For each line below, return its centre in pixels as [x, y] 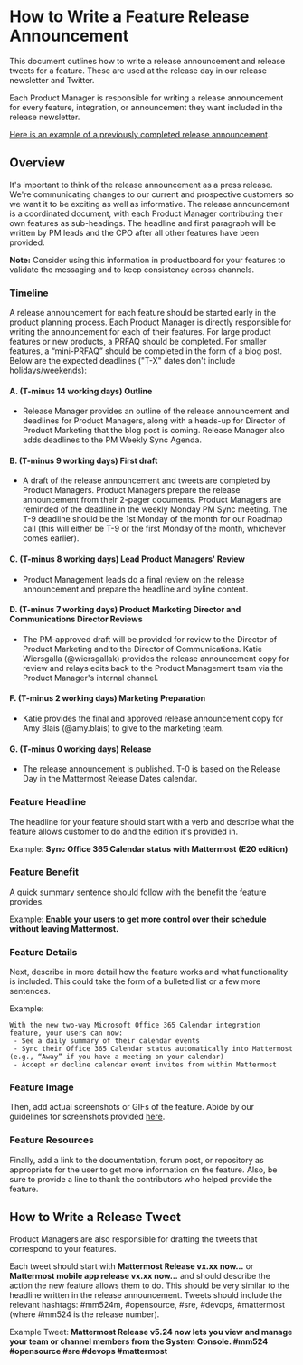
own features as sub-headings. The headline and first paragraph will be [143, 223]
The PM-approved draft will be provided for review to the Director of [150, 639]
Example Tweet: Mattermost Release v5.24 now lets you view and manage [151, 1332]
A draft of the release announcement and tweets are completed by [147, 480]
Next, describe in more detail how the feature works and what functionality [149, 972]
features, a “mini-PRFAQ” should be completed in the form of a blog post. [146, 351]
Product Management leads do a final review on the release [133, 579]
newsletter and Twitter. [52, 80]
